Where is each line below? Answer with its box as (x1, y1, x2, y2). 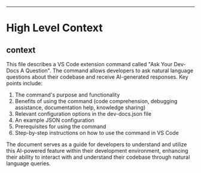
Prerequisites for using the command (14, 123, 106, 130)
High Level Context (6, 21, 103, 35)
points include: (6, 80, 43, 86)
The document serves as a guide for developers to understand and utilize (6, 141, 187, 148)
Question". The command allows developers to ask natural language (25, 67, 193, 74)
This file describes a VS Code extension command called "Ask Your (6, 61, 173, 67)
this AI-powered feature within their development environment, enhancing (6, 147, 188, 154)
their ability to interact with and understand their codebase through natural (6, 153, 190, 160)
